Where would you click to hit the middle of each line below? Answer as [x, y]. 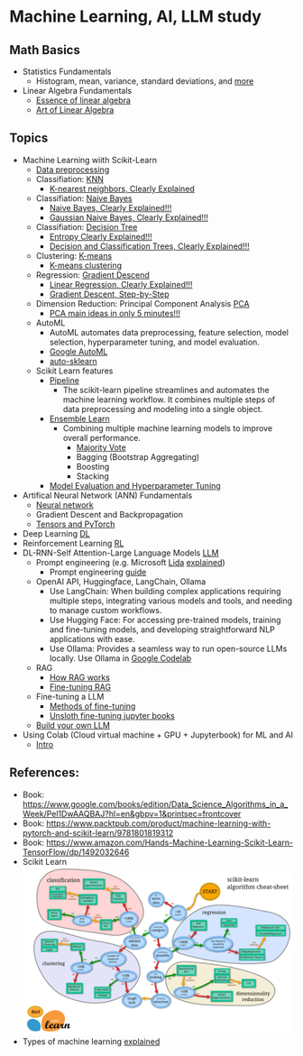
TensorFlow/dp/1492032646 [76, 852]
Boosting [93, 466]
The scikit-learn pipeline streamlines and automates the [166, 390]
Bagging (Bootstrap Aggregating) [138, 456]
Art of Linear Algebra [75, 110]
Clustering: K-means [74, 255]
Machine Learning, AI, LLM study [135, 17]
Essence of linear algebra [83, 100]
